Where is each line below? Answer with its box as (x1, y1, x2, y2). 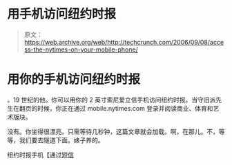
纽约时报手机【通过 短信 (7, 151, 74, 159)
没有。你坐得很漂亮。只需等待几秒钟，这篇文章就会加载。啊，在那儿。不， (7, 127, 219, 135)
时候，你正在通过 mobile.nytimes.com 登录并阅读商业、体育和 (37, 104, 213, 112)
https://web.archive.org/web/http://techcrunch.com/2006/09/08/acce (23, 38, 224, 46)
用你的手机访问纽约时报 (7, 71, 141, 87)
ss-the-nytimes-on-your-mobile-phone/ (23, 45, 138, 54)
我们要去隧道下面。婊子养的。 (19, 135, 104, 144)
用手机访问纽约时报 (7, 6, 117, 22)
